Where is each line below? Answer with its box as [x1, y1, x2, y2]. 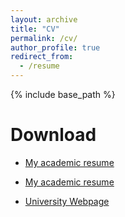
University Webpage [24, 195, 110, 207]
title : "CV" [10, 24, 60, 34]
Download [10, 124, 97, 146]
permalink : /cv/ [10, 33, 78, 43]
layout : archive [10, 14, 78, 25]
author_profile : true [10, 42, 101, 53]
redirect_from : [10, 52, 74, 62]
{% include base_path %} [10, 89, 116, 100]
